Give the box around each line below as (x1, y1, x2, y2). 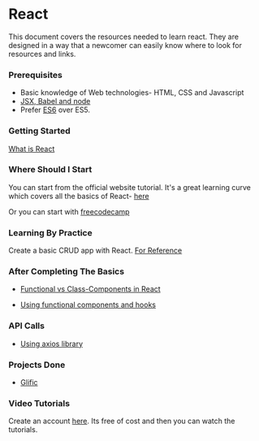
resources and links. (8, 49, 76, 58)
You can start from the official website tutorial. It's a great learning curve (8, 182, 252, 192)
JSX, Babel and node (19, 97, 91, 106)
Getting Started (8, 125, 71, 136)
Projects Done (8, 359, 66, 370)
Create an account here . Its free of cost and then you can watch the (8, 416, 235, 426)
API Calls (8, 320, 45, 331)
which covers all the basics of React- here (8, 191, 149, 201)
